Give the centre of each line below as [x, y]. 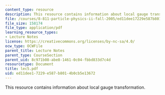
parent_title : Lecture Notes [35, 50]
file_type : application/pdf [34, 28]
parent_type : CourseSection [34, 55]
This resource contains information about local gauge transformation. [75, 87]
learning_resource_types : [31, 32]
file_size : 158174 [24, 23]
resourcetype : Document [29, 64]
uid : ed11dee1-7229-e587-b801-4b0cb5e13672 [50, 73]
